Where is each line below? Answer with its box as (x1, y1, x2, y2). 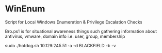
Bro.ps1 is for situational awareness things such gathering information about (5, 28, 157, 34)
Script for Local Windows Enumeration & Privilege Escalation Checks (5, 19, 143, 25)
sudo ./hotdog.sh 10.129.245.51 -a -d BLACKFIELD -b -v (5, 42, 116, 48)
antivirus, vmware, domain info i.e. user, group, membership (5, 33, 125, 39)
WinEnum (5, 3, 45, 14)
